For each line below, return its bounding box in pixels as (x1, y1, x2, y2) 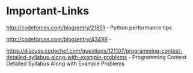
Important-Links (6, 4, 89, 18)
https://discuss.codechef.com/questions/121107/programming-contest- (6, 47, 183, 54)
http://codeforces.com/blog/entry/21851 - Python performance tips (6, 24, 173, 31)
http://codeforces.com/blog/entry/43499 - (6, 35, 112, 42)
